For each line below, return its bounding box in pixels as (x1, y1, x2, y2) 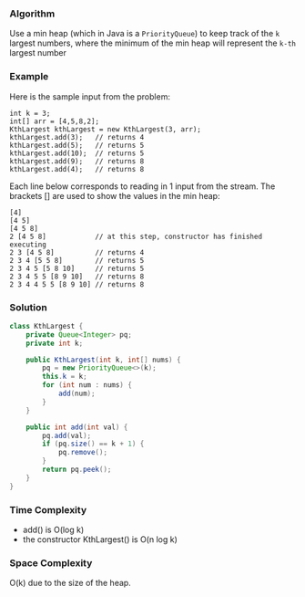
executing (9, 240, 47, 249)
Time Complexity (9, 503, 87, 516)
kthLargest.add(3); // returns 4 (9, 132, 145, 141)
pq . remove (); (57, 448, 107, 457)
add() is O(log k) (22, 524, 85, 535)
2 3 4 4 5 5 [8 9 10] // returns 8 (9, 279, 145, 289)
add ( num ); (57, 389, 96, 399)
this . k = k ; (42, 372, 88, 382)
